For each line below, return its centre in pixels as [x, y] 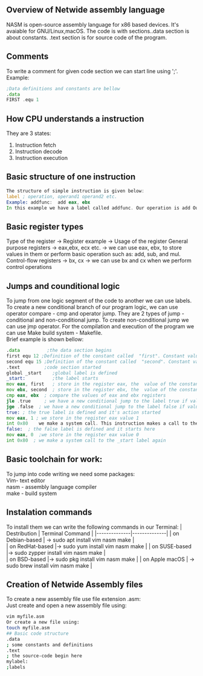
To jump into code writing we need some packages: [71, 474]
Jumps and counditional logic [63, 286]
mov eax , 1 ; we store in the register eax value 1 [72, 418]
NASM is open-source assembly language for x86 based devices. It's [93, 24]
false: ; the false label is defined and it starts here [81, 429]
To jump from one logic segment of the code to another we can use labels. [99, 300]
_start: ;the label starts [52, 379]
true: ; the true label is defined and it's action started [84, 412]
